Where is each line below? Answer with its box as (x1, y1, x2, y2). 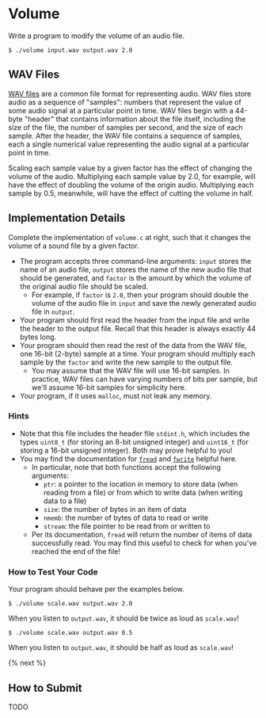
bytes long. (19, 332, 57, 342)
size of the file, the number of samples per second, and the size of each (8, 122, 243, 132)
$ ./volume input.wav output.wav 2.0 (8, 46, 133, 54)
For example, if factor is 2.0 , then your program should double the (31, 290, 249, 300)
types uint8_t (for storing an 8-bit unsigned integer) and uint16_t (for (19, 437, 249, 446)
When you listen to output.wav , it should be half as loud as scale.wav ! (8, 643, 234, 652)
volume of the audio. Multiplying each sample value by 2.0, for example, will (8, 171, 256, 181)
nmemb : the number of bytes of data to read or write (43, 513, 209, 522)
